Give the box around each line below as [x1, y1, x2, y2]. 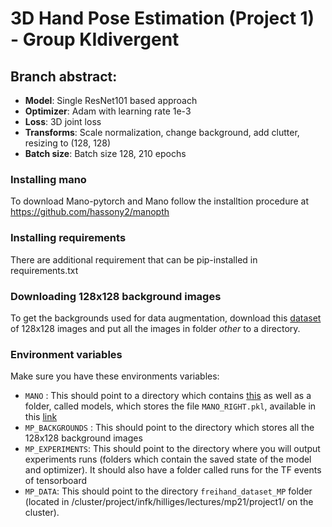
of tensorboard [24, 475, 88, 487]
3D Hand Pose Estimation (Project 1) [10, 7, 315, 30]
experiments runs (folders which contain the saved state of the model [24, 453, 312, 466]
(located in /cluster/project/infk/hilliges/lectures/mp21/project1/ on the [24, 496, 314, 508]
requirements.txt [10, 264, 79, 276]
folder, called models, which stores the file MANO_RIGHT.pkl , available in [24, 400, 317, 412]
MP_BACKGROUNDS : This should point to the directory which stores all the [24, 422, 315, 434]
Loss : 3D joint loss [24, 116, 102, 127]
